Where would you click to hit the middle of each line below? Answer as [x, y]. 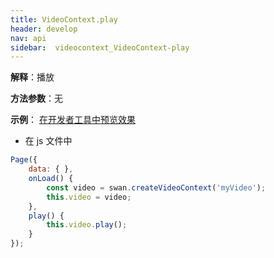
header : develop [44, 29]
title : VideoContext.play [64, 19]
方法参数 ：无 [36, 98]
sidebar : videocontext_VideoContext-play [100, 47]
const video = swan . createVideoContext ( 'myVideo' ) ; [156, 187]
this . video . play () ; [87, 225]
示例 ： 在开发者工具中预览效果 [73, 120]
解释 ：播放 [32, 77]
